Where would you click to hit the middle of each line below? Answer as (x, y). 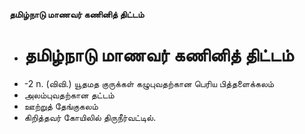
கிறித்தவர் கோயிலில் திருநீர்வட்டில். (90, 117)
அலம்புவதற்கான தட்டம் (69, 95)
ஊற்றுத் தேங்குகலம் (61, 106)
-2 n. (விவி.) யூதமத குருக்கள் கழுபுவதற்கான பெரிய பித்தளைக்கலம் (149, 83)
